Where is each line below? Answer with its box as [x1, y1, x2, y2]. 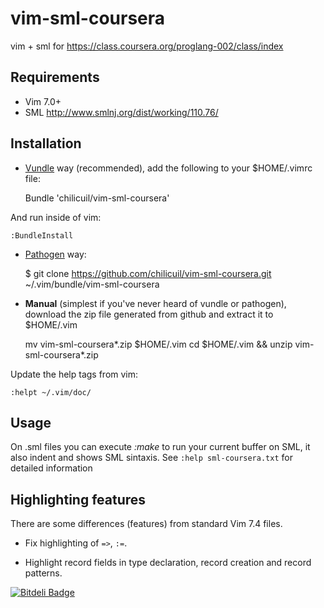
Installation [10, 135, 82, 152]
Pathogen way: [24, 248, 87, 260]
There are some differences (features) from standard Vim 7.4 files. [10, 518, 283, 530]
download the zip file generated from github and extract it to [24, 308, 274, 320]
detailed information [10, 462, 93, 474]
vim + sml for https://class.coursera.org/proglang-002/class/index [10, 40, 284, 52]
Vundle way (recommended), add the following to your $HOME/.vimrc [24, 162, 313, 174]
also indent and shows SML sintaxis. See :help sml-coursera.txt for [10, 452, 293, 464]
